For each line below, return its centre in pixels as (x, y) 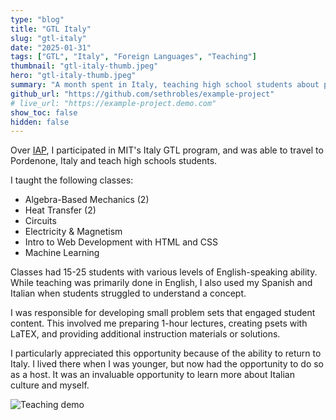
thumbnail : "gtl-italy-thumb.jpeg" (84, 66)
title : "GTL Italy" (51, 29)
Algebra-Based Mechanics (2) (87, 200)
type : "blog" (37, 19)
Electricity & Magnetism (73, 232)
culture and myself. (50, 385)
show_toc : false (44, 112)
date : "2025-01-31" (51, 47)
